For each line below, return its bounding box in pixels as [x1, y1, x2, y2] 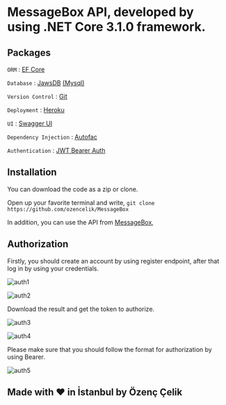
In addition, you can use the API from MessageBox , [7, 217, 154, 227]
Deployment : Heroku [7, 106, 65, 114]
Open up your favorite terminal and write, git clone [7, 198, 155, 206]
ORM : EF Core [7, 66, 45, 73]
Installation [7, 167, 57, 178]
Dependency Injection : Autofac [7, 133, 97, 141]
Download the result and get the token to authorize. [7, 305, 155, 313]
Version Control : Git [7, 92, 67, 100]
